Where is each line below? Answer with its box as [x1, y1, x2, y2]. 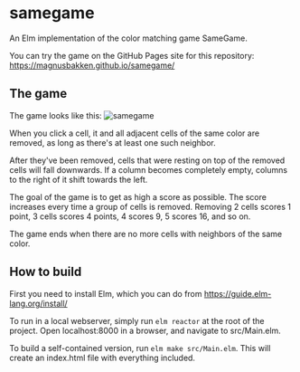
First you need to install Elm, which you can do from [9, 288, 202, 299]
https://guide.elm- [203, 288, 272, 299]
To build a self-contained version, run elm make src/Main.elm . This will [9, 342, 271, 353]
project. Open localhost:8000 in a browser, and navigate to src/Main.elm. [9, 325, 282, 336]
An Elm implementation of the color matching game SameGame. [9, 33, 248, 43]
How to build [9, 264, 82, 280]
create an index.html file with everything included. [9, 352, 196, 363]
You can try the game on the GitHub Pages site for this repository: [9, 50, 255, 61]
